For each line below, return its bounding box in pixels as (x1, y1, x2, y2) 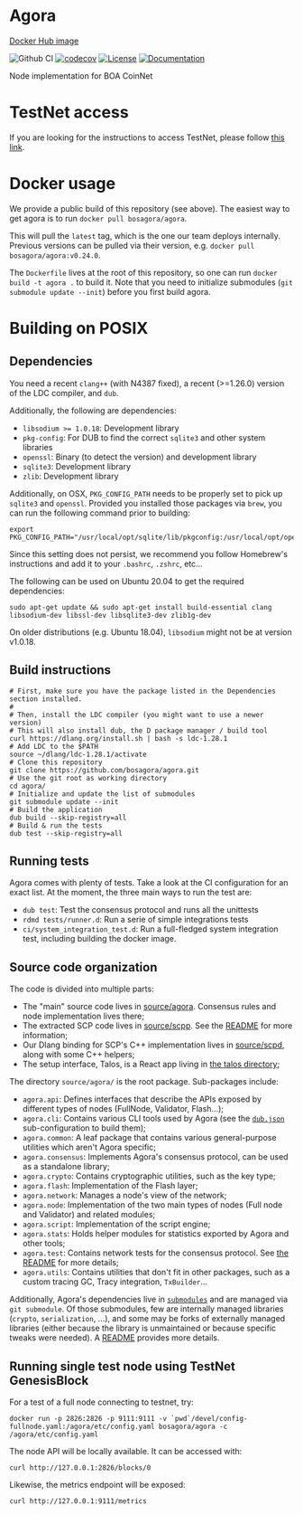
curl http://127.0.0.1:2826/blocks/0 (9, 1463, 151, 1472)
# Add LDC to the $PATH (9, 742, 99, 751)
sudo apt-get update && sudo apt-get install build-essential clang (9, 602, 272, 611)
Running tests (9, 854, 90, 869)
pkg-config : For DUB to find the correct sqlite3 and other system (22, 431, 266, 443)
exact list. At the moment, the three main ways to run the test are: (9, 887, 252, 898)
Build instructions (9, 662, 111, 678)
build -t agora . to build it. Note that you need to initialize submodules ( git (9, 277, 293, 288)
